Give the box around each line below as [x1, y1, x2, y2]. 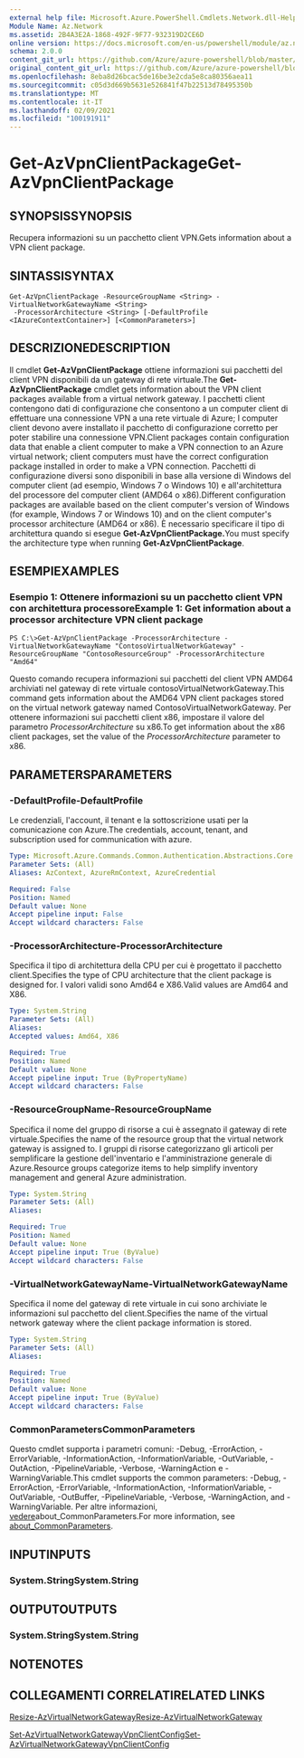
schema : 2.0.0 [9, 47, 63, 56]
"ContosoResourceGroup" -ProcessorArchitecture [81, 650, 265, 659]
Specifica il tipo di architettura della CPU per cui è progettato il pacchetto [9, 960, 282, 971]
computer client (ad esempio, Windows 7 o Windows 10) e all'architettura [9, 480, 282, 490]
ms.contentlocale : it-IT [9, 97, 103, 107]
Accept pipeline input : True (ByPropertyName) [9, 1073, 188, 1082]
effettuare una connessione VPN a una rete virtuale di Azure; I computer [9, 413, 279, 423]
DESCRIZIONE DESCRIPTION [9, 340, 171, 356]
